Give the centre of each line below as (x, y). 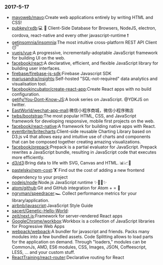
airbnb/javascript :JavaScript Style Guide (52, 205)
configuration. (26, 94)
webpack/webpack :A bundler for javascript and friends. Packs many (81, 232)
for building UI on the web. (38, 58)
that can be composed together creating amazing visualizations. (76, 142)
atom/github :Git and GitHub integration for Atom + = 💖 (66, 188)
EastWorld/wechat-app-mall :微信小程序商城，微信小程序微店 (72, 110)
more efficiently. (28, 158)
